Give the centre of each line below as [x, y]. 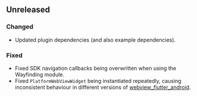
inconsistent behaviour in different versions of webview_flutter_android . [103, 87]
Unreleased [28, 10]
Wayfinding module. [39, 75]
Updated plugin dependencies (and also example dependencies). [95, 40]
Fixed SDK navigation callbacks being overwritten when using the [96, 68]
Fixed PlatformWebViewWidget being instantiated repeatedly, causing [98, 80]
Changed [20, 27]
